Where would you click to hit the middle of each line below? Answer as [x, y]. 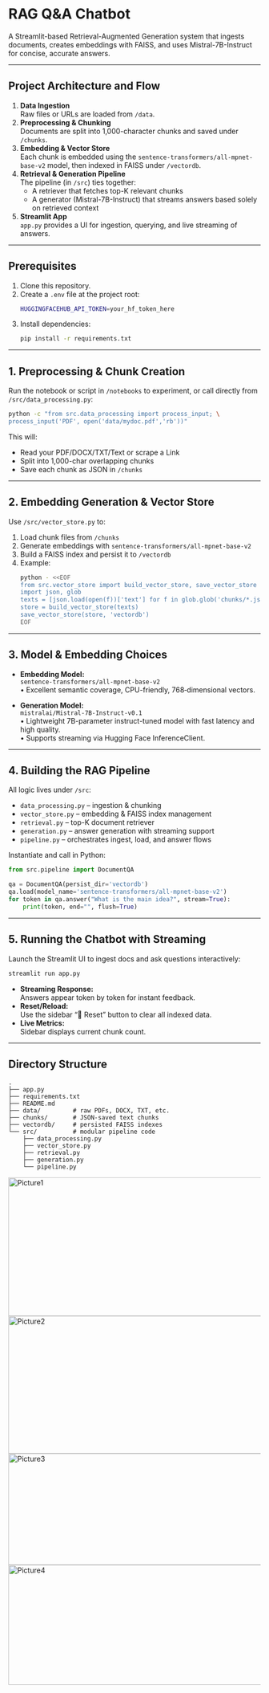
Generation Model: [52, 705]
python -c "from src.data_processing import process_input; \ [114, 414]
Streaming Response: [56, 989]
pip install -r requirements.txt [76, 339]
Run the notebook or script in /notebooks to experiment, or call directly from [133, 391]
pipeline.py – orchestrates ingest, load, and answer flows [116, 839]
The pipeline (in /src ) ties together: [78, 182]
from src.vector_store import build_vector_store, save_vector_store [139, 585]
